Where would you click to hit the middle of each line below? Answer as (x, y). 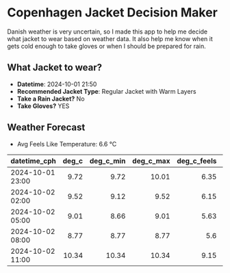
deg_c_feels (197, 161)
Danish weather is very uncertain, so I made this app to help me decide (107, 31)
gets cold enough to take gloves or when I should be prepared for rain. (107, 46)
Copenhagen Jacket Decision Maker (112, 13)
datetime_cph (34, 161)
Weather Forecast (46, 128)
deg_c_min (107, 161)
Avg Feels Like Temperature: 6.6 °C (67, 144)
